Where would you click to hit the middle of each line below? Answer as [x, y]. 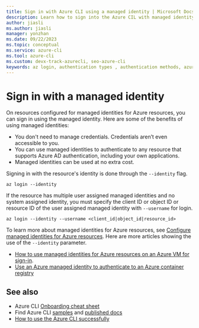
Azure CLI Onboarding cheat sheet [57, 306]
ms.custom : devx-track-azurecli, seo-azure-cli [66, 61]
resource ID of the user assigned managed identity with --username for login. [99, 208]
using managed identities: [38, 125]
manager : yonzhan [28, 34]
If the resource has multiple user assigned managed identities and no [91, 195]
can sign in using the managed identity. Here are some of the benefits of [94, 119]
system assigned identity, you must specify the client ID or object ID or [92, 202]
